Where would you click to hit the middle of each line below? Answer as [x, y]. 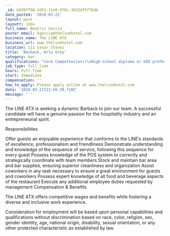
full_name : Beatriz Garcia [34, 29]
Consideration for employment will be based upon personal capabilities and [84, 212]
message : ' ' [19, 94]
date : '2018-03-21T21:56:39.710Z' [42, 90]
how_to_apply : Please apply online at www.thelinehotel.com [70, 85]
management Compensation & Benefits [46, 187]
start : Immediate [24, 76]
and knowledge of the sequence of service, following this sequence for [80, 150]
